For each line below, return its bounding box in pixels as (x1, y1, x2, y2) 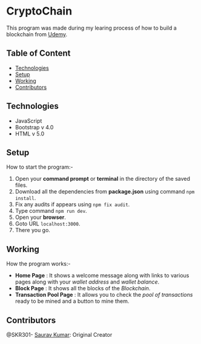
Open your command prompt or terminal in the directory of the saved (15, 175, 191, 183)
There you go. (15, 227, 50, 234)
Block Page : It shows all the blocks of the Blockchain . (15, 285, 151, 292)
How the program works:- (6, 260, 71, 267)
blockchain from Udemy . (6, 30, 68, 37)
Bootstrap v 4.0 (15, 123, 54, 131)
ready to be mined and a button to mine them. (15, 297, 130, 305)
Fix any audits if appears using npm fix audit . (15, 201, 130, 208)
